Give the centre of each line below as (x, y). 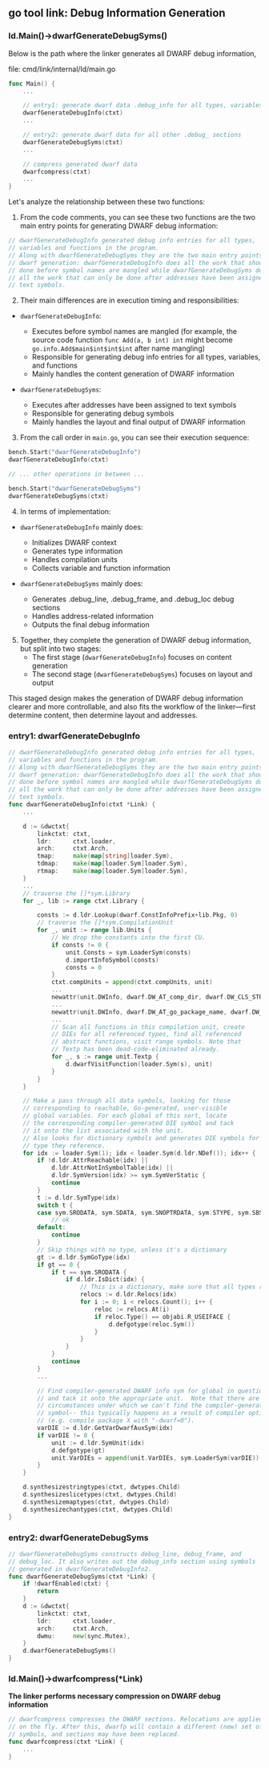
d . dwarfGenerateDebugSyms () (69, 1651)
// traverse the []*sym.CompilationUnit (105, 923)
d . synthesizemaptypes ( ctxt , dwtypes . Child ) (96, 1502)
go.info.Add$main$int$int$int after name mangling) (118, 348)
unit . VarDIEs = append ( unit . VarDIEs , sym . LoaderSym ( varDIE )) (155, 1458)
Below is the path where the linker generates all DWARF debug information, (132, 53)
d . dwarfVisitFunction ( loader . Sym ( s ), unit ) (139, 1064)
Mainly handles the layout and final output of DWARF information (139, 422)
